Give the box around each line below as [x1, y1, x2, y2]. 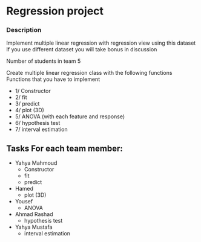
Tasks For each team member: [6, 143, 123, 153]
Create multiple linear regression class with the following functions [6, 69, 173, 77]
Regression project [6, 4, 104, 18]
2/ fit [15, 94, 27, 101]
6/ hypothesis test [15, 119, 61, 127]
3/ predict [15, 100, 40, 107]
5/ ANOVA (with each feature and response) [15, 113, 125, 120]
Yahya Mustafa [15, 223, 53, 231]
